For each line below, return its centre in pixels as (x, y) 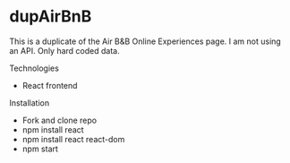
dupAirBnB (51, 17)
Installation (30, 103)
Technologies (34, 68)
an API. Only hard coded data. (64, 50)
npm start (40, 149)
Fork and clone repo (59, 120)
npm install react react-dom (73, 139)
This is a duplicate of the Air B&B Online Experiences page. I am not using (145, 41)
